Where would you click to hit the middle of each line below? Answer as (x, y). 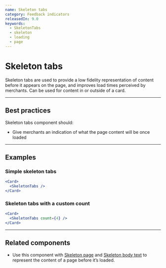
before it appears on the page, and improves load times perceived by (75, 85)
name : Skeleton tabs (26, 10)
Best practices (28, 111)
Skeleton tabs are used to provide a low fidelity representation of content (80, 80)
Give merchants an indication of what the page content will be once (81, 132)
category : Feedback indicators (37, 14)
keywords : (15, 23)
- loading (20, 38)
